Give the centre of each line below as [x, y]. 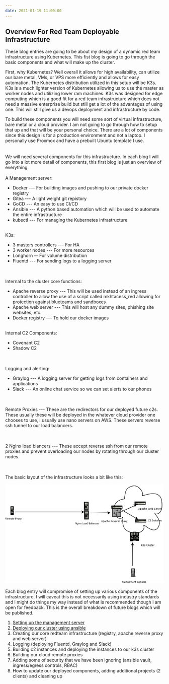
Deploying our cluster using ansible [49, 628]
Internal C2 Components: [31, 333]
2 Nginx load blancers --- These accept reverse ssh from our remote [76, 446]
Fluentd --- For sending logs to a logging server [62, 261]
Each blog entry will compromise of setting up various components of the [81, 591]
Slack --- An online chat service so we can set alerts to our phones [82, 389]
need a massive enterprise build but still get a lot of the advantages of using [84, 104]
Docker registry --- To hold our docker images [61, 318]
